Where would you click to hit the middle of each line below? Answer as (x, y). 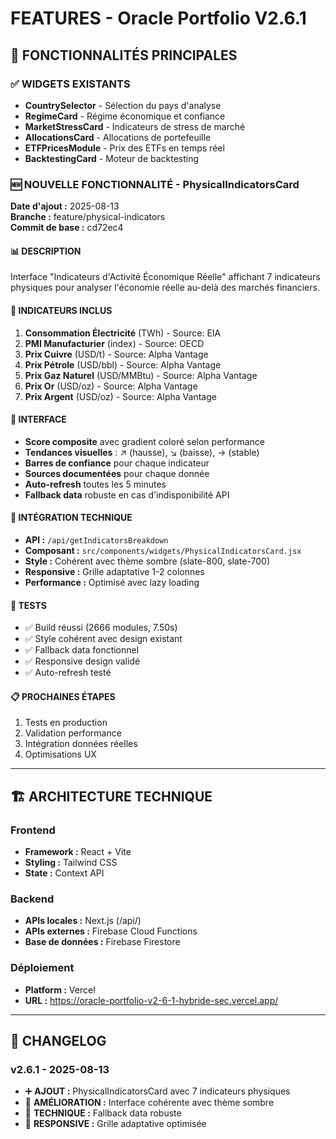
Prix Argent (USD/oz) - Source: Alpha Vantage (120, 396)
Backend (32, 899)
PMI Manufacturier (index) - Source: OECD (114, 343)
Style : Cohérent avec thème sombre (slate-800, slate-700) (147, 561)
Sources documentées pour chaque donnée (117, 473)
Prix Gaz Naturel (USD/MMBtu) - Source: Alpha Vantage (141, 375)
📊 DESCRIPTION (46, 251)
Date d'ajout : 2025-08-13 (65, 206)
